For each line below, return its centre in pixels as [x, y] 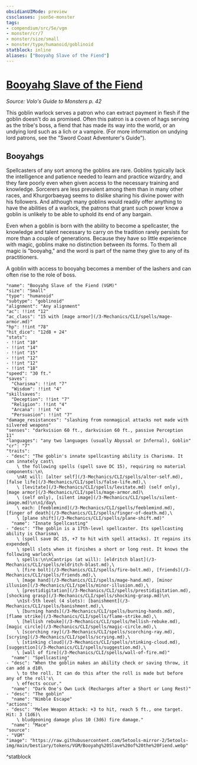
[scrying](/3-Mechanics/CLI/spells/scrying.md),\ [68, 637]
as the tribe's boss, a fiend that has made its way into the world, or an [91, 125]
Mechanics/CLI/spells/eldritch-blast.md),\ [60, 565]
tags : [13, 22]
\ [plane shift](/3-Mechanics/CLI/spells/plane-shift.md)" [91, 518]
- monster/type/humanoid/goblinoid [50, 45]
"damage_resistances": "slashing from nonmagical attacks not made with [97, 420]
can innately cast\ [30, 461]
